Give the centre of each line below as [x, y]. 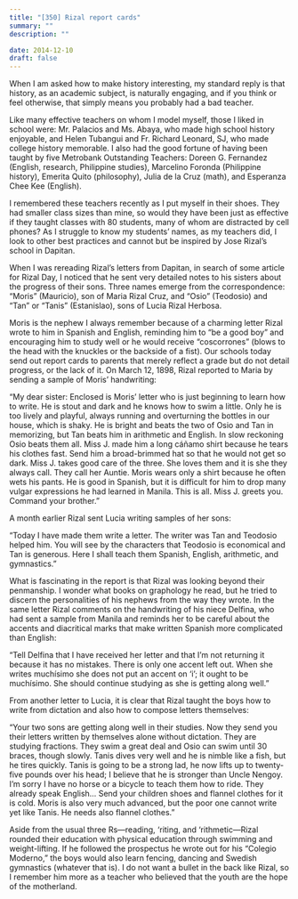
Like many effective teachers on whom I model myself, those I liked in [137, 120]
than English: [33, 638]
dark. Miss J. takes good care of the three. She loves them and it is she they [148, 463]
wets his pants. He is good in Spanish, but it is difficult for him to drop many [148, 482]
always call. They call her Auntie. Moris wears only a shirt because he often [148, 473]
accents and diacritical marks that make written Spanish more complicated [146, 628]
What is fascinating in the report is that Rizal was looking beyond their [137, 581]
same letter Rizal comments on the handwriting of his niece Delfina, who [142, 610]
